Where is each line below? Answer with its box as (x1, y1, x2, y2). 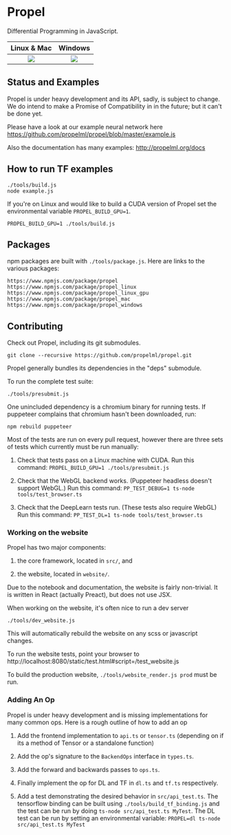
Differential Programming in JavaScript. (7, 27, 119, 35)
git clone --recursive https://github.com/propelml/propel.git (7, 352, 192, 359)
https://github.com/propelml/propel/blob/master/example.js (7, 130, 176, 138)
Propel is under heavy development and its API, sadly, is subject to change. (7, 94, 220, 103)
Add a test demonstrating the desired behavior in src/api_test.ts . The (16, 792, 219, 800)
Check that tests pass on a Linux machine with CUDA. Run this (16, 456, 195, 464)
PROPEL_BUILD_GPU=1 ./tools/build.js (7, 220, 115, 227)
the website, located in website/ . (16, 570, 110, 578)
